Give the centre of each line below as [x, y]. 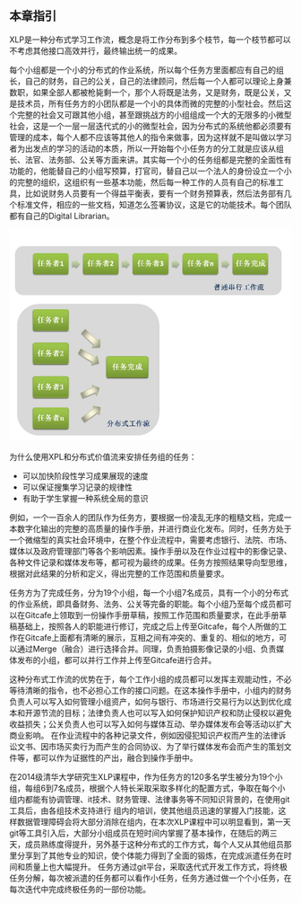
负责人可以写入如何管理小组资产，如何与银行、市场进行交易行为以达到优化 [146, 701]
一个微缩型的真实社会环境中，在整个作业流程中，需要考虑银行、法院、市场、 [150, 540]
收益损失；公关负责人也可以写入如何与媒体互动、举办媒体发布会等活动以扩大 [150, 724]
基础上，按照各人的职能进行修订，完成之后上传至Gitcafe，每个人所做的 [148, 626]
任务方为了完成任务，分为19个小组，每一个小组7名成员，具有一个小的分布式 [149, 592]
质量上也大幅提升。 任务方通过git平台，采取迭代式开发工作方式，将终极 [156, 866]
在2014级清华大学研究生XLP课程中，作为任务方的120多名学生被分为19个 [142, 776]
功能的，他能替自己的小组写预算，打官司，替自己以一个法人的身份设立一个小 [150, 171]
